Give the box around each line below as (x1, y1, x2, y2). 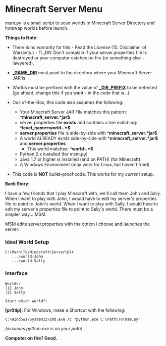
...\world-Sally (11, 258, 46, 263)
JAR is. (12, 75, 27, 81)
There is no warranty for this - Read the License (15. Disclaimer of (12, 44, 147, 50)
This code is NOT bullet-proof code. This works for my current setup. (12, 171, 155, 177)
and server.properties (19, 140, 66, 147)
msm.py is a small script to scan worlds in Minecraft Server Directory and (5, 20, 155, 26)
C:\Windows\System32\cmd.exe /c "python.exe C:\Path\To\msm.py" (5, 317, 141, 322)
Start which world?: (5, 298, 48, 303)
